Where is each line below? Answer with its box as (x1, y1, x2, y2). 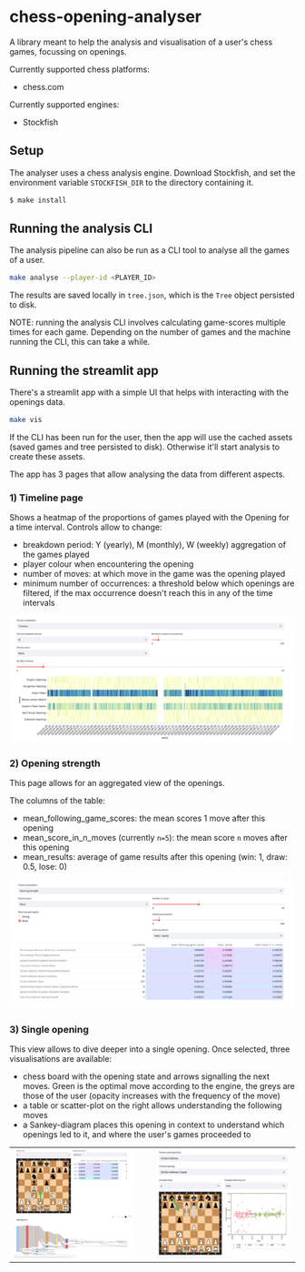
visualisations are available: (9, 1054, 112, 1065)
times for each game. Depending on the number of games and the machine (9, 327, 291, 338)
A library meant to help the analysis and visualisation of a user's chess (9, 36, 273, 47)
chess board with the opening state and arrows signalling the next (22, 1071, 271, 1082)
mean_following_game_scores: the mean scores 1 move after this (22, 813, 266, 824)
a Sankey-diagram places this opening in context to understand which (22, 1119, 285, 1130)
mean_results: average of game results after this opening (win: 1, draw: (22, 852, 289, 863)
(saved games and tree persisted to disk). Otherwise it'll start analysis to (9, 441, 280, 452)
